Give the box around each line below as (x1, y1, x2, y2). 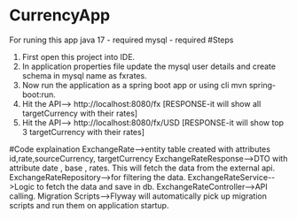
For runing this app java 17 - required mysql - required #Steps (9, 34, 234, 45)
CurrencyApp (9, 5, 111, 26)
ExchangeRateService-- (187, 171, 276, 182)
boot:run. (21, 89, 56, 100)
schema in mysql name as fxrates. (21, 70, 148, 80)
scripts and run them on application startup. (9, 200, 169, 210)
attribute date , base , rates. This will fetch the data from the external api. (9, 162, 276, 173)
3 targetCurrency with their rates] (21, 126, 145, 137)
